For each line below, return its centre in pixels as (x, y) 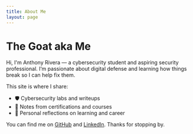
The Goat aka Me (49, 46)
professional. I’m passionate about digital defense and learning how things (97, 69)
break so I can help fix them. (41, 75)
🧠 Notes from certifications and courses (63, 107)
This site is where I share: (37, 87)
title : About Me (26, 12)
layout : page (22, 17)
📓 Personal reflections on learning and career (70, 113)
